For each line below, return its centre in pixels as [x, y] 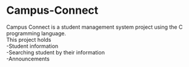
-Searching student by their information [55, 52]
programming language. [36, 33]
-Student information [32, 46]
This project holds [29, 39]
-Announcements [28, 59]
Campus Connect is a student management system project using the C [94, 27]
